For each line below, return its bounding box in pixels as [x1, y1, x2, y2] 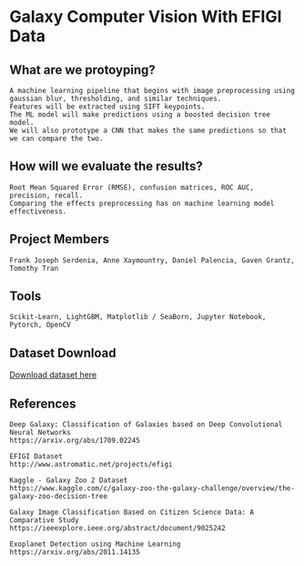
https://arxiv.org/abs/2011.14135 [9, 548, 141, 557]
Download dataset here [9, 369, 97, 380]
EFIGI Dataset [9, 452, 64, 461]
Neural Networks [9, 428, 71, 437]
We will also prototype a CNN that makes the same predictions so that [9, 126, 287, 135]
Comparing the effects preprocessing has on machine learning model [9, 199, 275, 208]
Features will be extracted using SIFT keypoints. [9, 102, 206, 111]
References [9, 396, 76, 411]
